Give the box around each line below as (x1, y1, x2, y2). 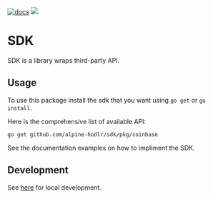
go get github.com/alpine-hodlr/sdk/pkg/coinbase (7, 131, 159, 138)
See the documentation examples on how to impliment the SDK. (7, 143, 195, 152)
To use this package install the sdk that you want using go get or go (7, 96, 206, 104)
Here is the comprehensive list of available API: (7, 117, 147, 126)
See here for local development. (7, 183, 102, 192)
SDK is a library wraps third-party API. (7, 56, 120, 64)
